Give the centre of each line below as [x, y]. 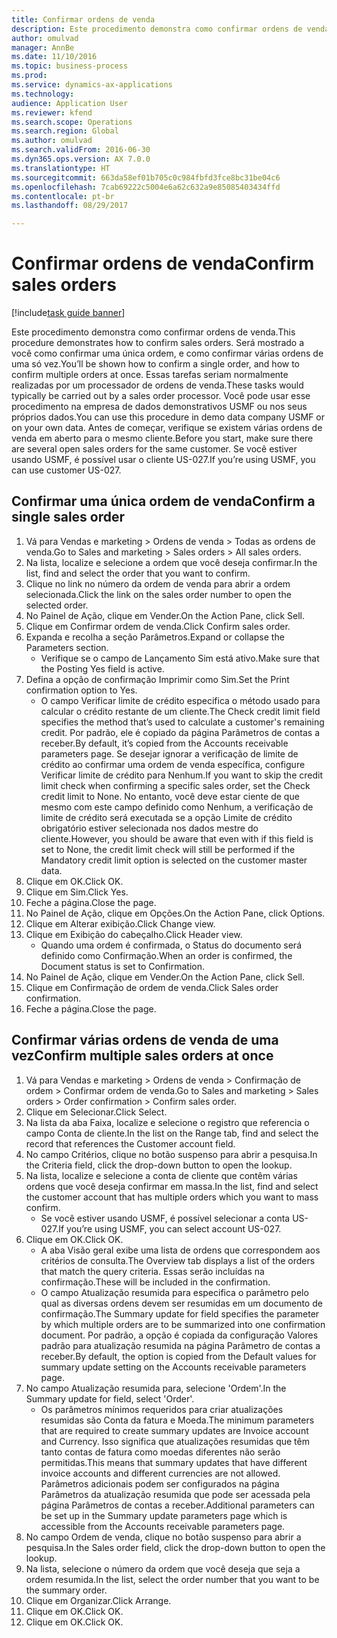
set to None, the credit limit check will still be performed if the [168, 849]
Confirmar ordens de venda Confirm [163, 263]
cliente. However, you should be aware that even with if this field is [177, 838]
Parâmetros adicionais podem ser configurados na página [160, 1483]
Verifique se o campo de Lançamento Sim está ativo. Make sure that [180, 658]
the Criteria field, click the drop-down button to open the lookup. [159, 1165]
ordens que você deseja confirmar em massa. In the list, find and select [172, 1186]
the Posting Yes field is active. [102, 668]
